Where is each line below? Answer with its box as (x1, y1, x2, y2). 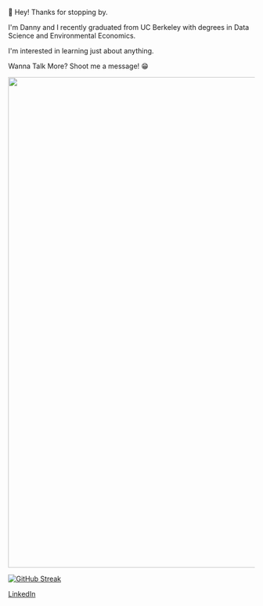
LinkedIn (8, 590, 36, 598)
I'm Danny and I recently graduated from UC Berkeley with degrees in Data (8, 23, 250, 31)
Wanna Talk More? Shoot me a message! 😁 (8, 61, 149, 71)
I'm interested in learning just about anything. (8, 46, 154, 55)
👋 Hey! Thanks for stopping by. (8, 8, 108, 16)
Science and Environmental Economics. (8, 31, 136, 40)
